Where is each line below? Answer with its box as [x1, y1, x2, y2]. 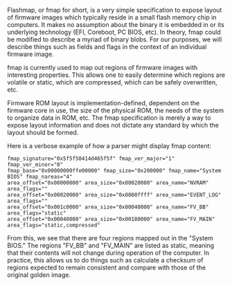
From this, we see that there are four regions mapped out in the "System [7, 234, 213, 242]
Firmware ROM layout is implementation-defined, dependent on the [7, 99, 199, 107]
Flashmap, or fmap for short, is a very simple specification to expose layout [7, 6, 222, 14]
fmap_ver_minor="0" [7, 161, 64, 168]
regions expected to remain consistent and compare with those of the [7, 263, 206, 271]
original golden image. [7, 271, 71, 279]
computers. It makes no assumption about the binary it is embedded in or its [7, 21, 225, 28]
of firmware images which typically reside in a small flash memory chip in [7, 13, 217, 21]
